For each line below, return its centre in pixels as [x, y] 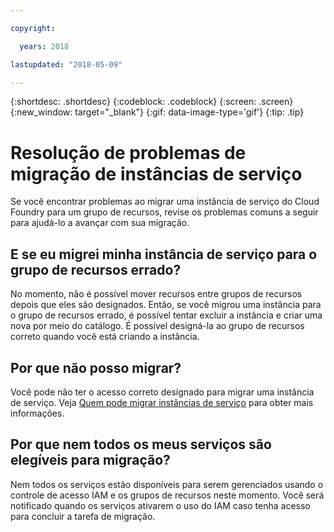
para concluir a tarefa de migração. [83, 516]
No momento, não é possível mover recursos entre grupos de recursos [156, 294]
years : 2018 [44, 46]
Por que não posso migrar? [96, 367]
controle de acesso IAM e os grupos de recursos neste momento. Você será [167, 495]
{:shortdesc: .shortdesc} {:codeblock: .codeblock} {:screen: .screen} [152, 102]
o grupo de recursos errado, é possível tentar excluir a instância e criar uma [166, 315]
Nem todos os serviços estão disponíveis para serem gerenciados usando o [167, 484]
